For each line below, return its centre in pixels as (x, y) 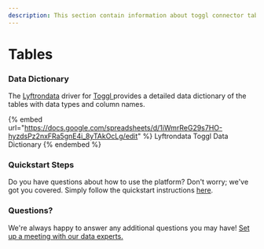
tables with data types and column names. (77, 104)
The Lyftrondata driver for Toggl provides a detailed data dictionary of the (127, 96)
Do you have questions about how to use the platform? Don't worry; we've (128, 182)
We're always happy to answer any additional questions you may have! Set (129, 228)
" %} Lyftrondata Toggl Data (183, 136)
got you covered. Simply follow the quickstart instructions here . (111, 190)
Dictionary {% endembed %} (55, 145)
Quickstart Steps (41, 165)
